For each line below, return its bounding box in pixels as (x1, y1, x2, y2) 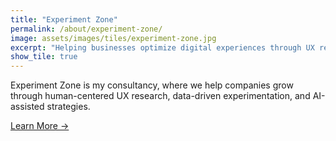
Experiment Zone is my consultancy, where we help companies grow (10, 79, 294, 91)
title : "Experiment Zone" (10, 14, 118, 25)
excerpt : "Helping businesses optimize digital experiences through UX (10, 42, 315, 53)
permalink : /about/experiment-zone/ (10, 24, 163, 34)
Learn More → (10, 120, 70, 132)
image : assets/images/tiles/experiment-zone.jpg (10, 33, 217, 43)
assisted (10, 101, 45, 113)
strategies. (46, 101, 91, 113)
